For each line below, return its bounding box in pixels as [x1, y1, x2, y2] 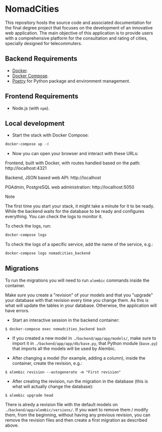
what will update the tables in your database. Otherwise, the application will [5, 302, 157, 308]
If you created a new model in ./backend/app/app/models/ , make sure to [12, 335, 157, 341]
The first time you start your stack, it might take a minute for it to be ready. [5, 203, 155, 209]
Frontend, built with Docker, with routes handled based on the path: [5, 160, 141, 166]
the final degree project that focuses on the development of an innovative [5, 24, 153, 30]
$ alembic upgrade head [5, 393, 54, 398]
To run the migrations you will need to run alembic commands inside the [5, 277, 150, 283]
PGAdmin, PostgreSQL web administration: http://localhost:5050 [5, 184, 135, 190]
